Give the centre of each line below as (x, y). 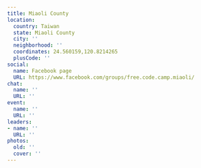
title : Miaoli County (38, 13)
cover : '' (27, 154)
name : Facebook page (43, 71)
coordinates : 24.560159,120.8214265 (66, 52)
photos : (18, 141)
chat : (15, 84)
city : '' (26, 39)
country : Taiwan (36, 26)
